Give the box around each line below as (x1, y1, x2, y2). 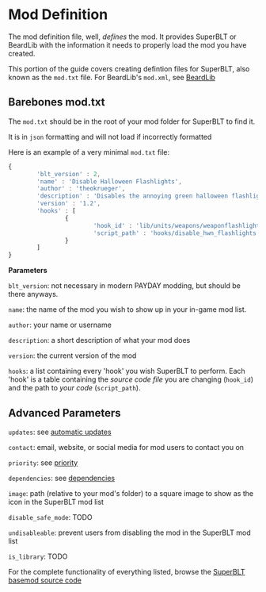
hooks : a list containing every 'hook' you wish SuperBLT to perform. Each (8, 367, 245, 376)
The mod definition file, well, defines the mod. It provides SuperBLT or (8, 32, 237, 41)
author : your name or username (8, 320, 112, 330)
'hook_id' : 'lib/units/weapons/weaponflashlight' (93, 221, 264, 229)
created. (8, 48, 36, 58)
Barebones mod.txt (8, 95, 105, 109)
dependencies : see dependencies (8, 473, 116, 482)
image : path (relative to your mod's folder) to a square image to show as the (8, 488, 254, 498)
